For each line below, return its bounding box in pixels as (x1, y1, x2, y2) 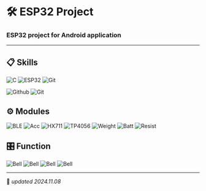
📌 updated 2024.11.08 (6, 178, 61, 185)
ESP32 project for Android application (6, 31, 121, 40)
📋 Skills (6, 57, 38, 67)
